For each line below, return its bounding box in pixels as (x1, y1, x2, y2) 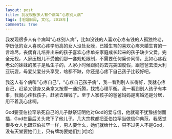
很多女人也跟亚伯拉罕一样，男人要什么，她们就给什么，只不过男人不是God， (5, 122, 167, 128)
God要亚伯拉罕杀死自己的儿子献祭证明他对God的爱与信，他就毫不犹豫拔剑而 (5, 109, 166, 115)
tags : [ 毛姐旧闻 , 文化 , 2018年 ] (5, 17, 69, 22)
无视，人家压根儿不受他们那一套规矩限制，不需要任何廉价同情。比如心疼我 (9, 56, 167, 62)
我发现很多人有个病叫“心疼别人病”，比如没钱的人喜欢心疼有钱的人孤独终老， (5, 36, 166, 42)
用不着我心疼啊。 (5, 98, 41, 105)
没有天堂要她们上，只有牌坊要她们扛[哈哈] (5, 128, 94, 134)
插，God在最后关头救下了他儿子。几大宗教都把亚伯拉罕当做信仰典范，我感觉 (5, 115, 167, 122)
